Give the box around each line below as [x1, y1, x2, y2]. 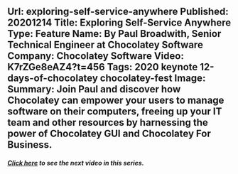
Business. [7, 138, 53, 151]
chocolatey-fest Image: [99, 72, 206, 85]
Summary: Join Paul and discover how [7, 83, 181, 95]
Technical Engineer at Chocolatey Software [7, 39, 204, 51]
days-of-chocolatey [7, 72, 98, 85]
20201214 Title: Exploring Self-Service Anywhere [7, 17, 232, 29]
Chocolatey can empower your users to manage [7, 94, 225, 107]
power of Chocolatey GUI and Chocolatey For [7, 128, 211, 140]
